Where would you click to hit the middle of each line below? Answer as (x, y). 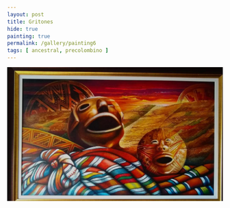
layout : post (26, 14)
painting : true (29, 36)
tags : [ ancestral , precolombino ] (58, 51)
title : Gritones (30, 22)
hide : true (23, 29)
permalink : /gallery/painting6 (52, 43)
